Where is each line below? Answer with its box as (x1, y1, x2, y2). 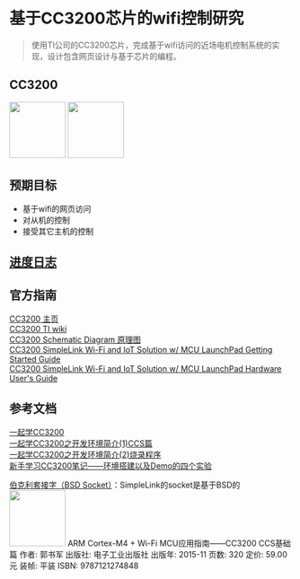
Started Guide (9, 354, 61, 364)
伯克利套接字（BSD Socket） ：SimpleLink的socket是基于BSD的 (9, 479, 241, 490)
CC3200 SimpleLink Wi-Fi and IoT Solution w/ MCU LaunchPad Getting (9, 344, 273, 355)
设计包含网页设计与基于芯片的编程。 (47, 50, 181, 61)
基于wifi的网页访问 (22, 203, 92, 214)
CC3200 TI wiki (9, 323, 67, 334)
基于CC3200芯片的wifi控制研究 (9, 8, 244, 29)
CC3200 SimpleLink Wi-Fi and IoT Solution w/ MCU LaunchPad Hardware (9, 363, 282, 373)
